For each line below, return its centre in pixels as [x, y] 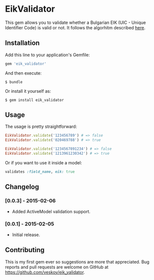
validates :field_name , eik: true [40, 172]
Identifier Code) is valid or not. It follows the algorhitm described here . [75, 27]
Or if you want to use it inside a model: [43, 162]
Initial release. [26, 235]
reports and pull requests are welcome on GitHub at [57, 267]
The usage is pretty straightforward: [41, 127]
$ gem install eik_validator [34, 100]
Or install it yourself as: [28, 91]
